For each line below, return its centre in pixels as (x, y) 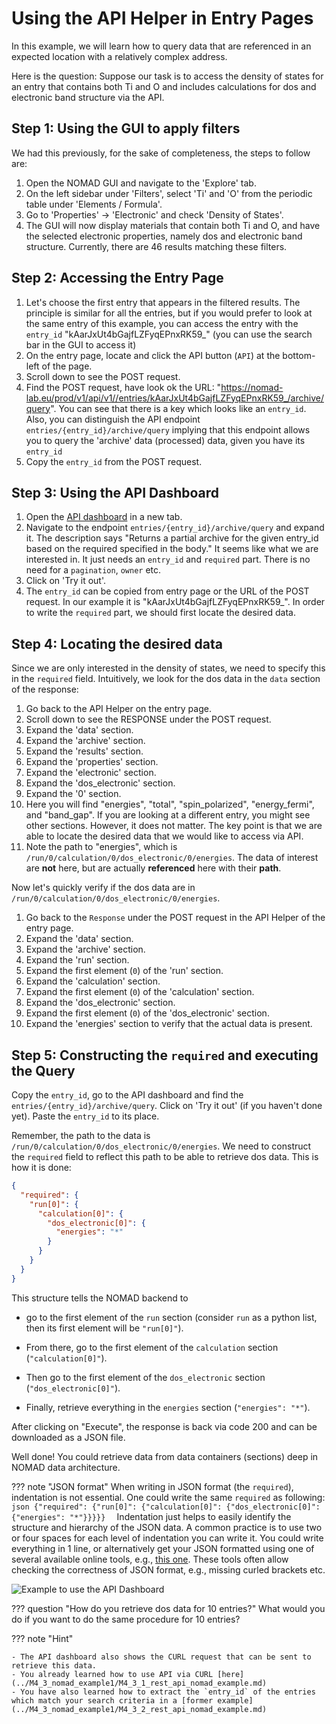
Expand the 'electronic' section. (91, 773)
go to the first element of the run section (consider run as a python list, (171, 1317)
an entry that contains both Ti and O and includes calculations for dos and (164, 86)
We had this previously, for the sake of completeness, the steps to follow (161, 153)
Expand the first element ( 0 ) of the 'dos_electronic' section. (147, 1013)
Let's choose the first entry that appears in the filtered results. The (163, 302)
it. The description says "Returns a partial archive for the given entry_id (172, 538)
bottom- (299, 355)
